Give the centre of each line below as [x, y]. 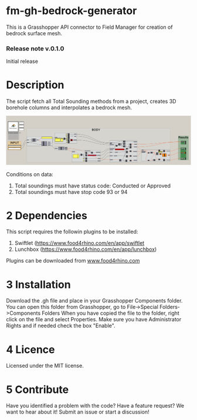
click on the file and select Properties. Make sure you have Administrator [94, 320]
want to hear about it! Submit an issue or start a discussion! [78, 412]
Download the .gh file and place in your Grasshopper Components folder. [94, 301]
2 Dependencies [47, 215]
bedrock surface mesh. [34, 33]
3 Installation [39, 285]
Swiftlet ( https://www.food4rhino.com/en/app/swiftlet [79, 243]
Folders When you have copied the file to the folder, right [111, 313]
